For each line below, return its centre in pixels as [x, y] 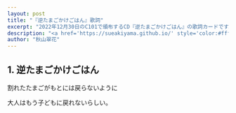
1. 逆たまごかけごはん [53, 69]
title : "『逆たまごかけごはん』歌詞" [55, 20]
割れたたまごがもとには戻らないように [63, 87]
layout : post [26, 14]
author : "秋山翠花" [34, 40]
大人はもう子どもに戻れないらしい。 [60, 103]
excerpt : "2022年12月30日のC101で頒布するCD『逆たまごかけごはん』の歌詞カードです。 [120, 27]
